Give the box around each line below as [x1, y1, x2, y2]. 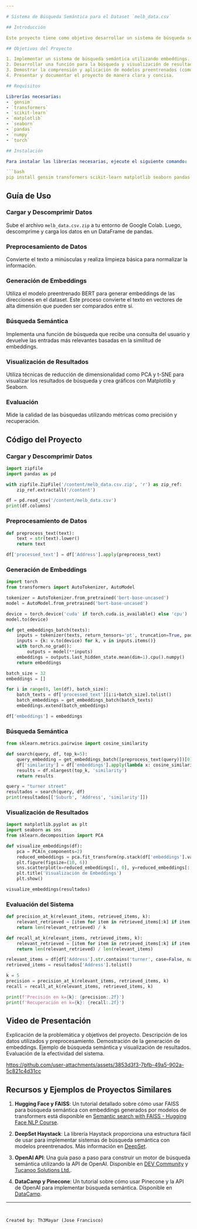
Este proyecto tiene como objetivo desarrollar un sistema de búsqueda [6, 35, 185, 41]
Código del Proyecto [6, 435, 82, 445]
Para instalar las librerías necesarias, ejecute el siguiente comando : [6, 158, 188, 164]
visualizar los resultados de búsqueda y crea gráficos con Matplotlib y [6, 377, 176, 384]
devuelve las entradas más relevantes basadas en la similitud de [6, 337, 161, 344]
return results [16, 773, 54, 779]
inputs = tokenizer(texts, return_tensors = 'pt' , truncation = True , [16, 632, 182, 638]
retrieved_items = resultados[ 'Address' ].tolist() [6, 962, 133, 968]
